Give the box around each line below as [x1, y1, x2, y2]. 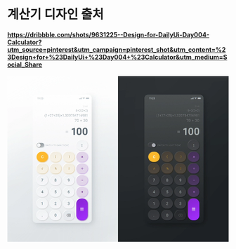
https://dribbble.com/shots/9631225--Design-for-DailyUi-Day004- [7, 30, 209, 39]
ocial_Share [7, 60, 43, 69]
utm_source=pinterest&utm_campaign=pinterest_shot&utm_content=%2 [7, 45, 226, 53]
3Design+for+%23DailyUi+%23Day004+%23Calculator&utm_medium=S [7, 53, 228, 61]
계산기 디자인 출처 [7, 6, 104, 22]
